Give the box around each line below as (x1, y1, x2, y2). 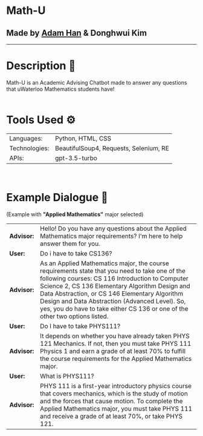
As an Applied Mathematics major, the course (40, 259, 169, 267)
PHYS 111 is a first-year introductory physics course (40, 381, 192, 390)
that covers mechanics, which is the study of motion (40, 389, 188, 397)
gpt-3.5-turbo (55, 154, 98, 162)
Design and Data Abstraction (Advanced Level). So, (40, 297, 186, 305)
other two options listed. (40, 312, 109, 320)
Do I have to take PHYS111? (40, 322, 121, 330)
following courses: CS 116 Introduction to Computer (40, 274, 188, 282)
